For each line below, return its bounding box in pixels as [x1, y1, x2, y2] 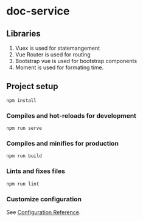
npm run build [6, 153, 43, 159]
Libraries [6, 29, 41, 39]
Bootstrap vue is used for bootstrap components [15, 58, 138, 64]
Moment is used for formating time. [15, 64, 104, 71]
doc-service [6, 4, 70, 18]
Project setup [6, 81, 59, 92]
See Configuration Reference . [6, 209, 81, 216]
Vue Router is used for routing [15, 51, 91, 58]
